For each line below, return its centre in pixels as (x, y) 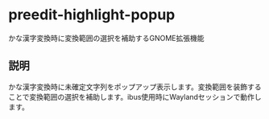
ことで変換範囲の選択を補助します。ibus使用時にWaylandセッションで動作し (135, 96)
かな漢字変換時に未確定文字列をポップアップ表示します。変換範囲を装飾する (135, 87)
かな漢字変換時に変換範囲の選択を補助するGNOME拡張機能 (106, 38)
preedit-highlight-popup (92, 15)
